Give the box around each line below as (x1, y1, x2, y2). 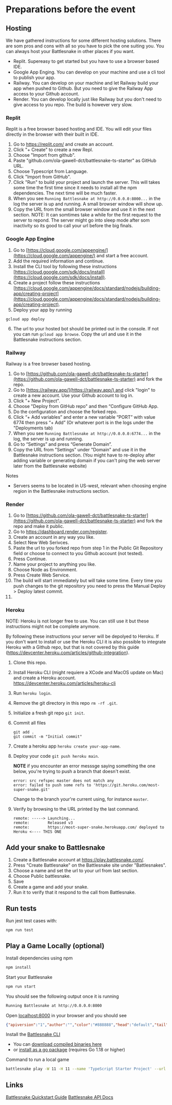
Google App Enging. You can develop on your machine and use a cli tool (13, 69, 165, 75)
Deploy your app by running (13, 306, 72, 313)
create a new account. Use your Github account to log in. (13, 392, 134, 398)
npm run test (6, 928, 34, 933)
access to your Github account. (13, 91, 80, 97)
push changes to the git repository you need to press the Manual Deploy (13, 583, 166, 589)
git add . (13, 730, 35, 735)
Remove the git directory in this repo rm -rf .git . (13, 700, 118, 706)
